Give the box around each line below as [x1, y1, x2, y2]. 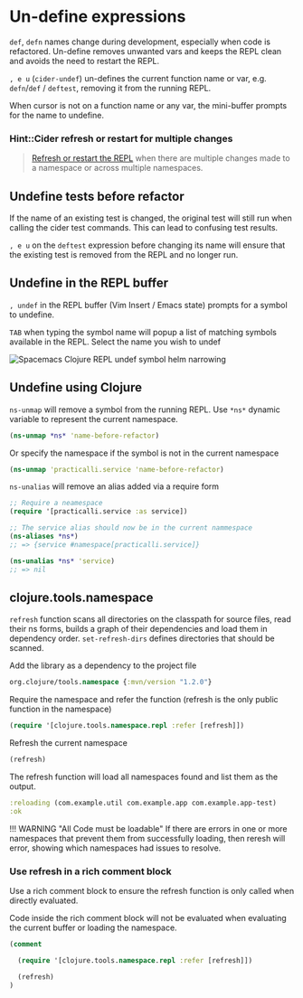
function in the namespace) [9, 703, 112, 715]
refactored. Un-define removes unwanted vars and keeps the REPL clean [9, 45, 282, 56]
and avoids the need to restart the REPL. [9, 55, 160, 66]
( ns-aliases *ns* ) [9, 532, 79, 541]
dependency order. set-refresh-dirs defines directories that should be [9, 633, 275, 644]
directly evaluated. [9, 895, 79, 906]
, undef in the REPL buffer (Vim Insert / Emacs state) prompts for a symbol [9, 299, 288, 310]
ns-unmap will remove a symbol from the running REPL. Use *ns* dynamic [9, 404, 280, 415]
